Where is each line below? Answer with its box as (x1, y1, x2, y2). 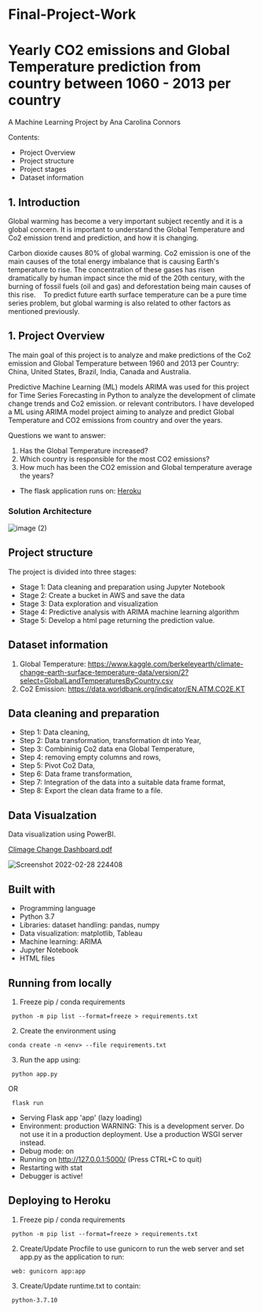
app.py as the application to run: (19, 1252, 125, 1261)
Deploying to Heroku (8, 1194, 111, 1208)
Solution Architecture (8, 505, 92, 516)
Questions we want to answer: (8, 430, 106, 440)
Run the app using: (19, 1055, 81, 1064)
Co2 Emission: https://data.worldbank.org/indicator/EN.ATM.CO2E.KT (19, 684, 246, 694)
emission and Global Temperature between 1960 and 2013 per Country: (8, 359, 239, 368)
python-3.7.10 (11, 1296, 58, 1304)
